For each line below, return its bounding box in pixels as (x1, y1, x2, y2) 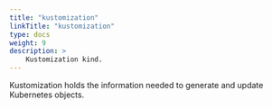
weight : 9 (9, 38, 47, 48)
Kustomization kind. (25, 55, 103, 64)
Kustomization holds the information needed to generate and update (9, 80, 264, 90)
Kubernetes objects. (9, 89, 85, 100)
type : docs (9, 30, 51, 39)
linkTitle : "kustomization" (9, 22, 116, 31)
